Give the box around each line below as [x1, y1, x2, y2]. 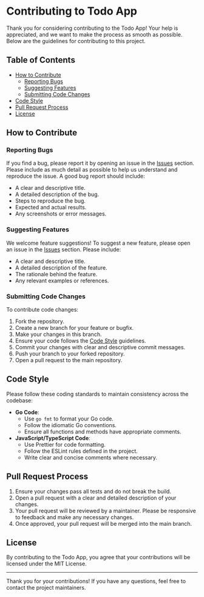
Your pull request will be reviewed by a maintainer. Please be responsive [15, 507, 196, 514]
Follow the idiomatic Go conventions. [24, 421, 117, 428]
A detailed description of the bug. [15, 190, 100, 198]
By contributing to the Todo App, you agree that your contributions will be [6, 554, 191, 561]
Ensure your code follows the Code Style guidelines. [15, 337, 146, 344]
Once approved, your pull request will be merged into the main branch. [15, 520, 192, 527]
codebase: [6, 397, 33, 404]
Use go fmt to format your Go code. [24, 415, 114, 422]
